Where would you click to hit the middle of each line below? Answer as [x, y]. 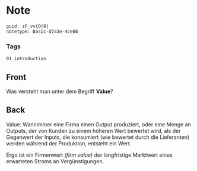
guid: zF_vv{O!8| [28, 26]
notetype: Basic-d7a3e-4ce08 [42, 31]
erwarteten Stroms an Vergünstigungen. [55, 161]
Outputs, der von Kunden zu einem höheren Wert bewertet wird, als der [93, 130]
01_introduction [26, 59]
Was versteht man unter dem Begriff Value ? [60, 91]
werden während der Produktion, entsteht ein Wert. [69, 143]
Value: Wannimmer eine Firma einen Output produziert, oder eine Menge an [99, 124]
